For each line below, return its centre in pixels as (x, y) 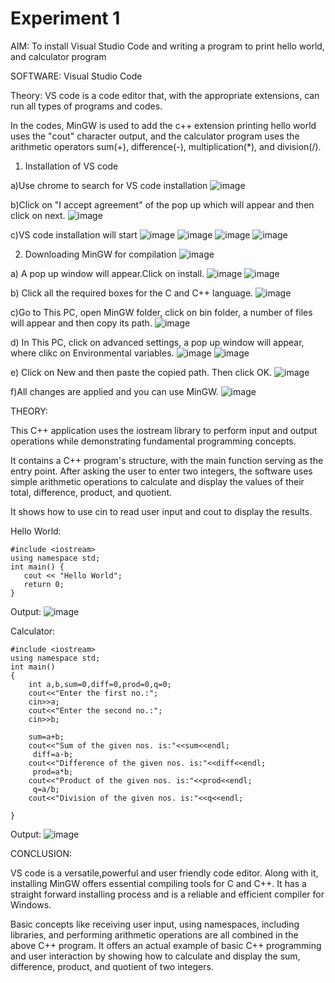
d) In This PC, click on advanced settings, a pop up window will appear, (157, 342)
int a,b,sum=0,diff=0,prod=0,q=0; (100, 684)
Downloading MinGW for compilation (100, 254)
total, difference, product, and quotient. (91, 492)
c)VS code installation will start (74, 234)
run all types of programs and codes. (86, 106)
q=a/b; (46, 789)
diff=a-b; (53, 754)
